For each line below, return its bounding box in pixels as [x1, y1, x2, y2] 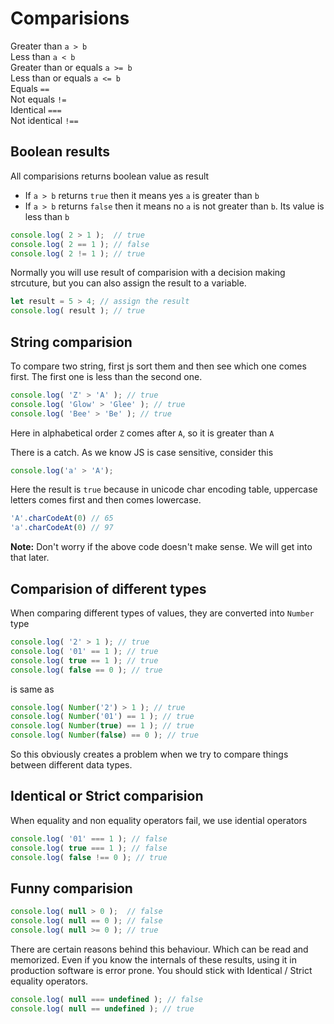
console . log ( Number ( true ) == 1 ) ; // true [10, 721, 195, 731]
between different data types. [10, 759, 133, 771]
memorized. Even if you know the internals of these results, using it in [10, 953, 297, 966]
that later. [10, 552, 50, 564]
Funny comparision [10, 880, 133, 897]
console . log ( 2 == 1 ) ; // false [10, 239, 150, 249]
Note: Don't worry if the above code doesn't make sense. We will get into [10, 541, 313, 553]
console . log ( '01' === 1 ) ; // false [10, 833, 168, 844]
